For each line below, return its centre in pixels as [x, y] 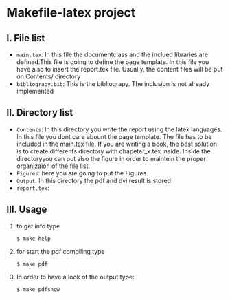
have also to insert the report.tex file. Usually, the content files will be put [119, 69]
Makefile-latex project [71, 13]
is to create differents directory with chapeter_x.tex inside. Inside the [113, 151]
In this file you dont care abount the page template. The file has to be [114, 136]
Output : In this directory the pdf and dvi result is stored [93, 180]
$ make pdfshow [38, 289]
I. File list [26, 38]
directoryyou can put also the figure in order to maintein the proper [111, 158]
